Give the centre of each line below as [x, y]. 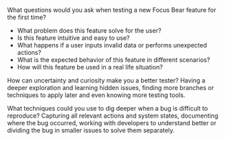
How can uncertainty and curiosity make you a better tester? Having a [106, 80]
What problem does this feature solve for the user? [89, 31]
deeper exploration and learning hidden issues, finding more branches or [111, 88]
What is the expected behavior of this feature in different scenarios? [114, 60]
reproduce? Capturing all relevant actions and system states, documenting [113, 116]
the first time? [27, 17]
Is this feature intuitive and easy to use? [73, 38]
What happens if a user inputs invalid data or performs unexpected [112, 45]
